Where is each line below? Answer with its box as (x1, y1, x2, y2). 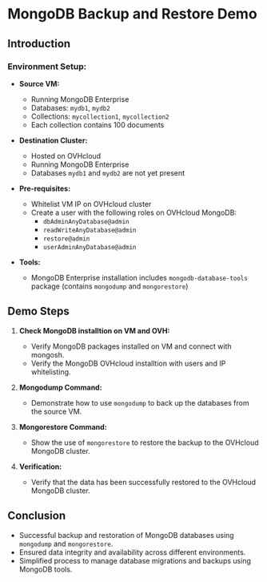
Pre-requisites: (18, 184, 71, 193)
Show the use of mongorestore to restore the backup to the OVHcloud (30, 438, 259, 447)
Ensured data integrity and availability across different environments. (18, 547, 246, 557)
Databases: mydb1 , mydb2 (30, 103, 111, 112)
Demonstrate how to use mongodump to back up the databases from (30, 398, 249, 407)
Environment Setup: (7, 61, 87, 72)
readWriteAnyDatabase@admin (42, 226, 137, 234)
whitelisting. (30, 366, 71, 377)
